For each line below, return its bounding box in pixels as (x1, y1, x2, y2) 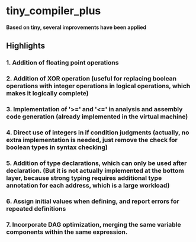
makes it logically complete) (6, 89, 89, 98)
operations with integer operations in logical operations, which (6, 82, 191, 90)
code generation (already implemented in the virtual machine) (6, 112, 188, 121)
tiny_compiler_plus (6, 4, 101, 18)
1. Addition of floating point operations (6, 59, 119, 67)
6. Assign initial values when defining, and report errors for (6, 197, 179, 205)
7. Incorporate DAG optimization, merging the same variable (6, 220, 181, 228)
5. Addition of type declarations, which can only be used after (6, 159, 187, 167)
